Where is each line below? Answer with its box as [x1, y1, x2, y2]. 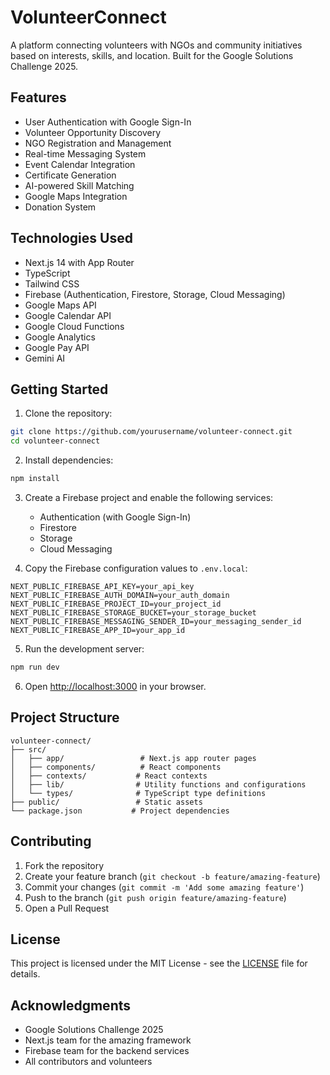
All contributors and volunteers [24, 1056, 153, 1068]
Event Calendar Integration [24, 158, 136, 170]
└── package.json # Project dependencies [10, 806, 230, 816]
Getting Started [10, 381, 109, 398]
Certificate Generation [24, 169, 117, 181]
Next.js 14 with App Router [24, 256, 135, 268]
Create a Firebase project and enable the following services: [24, 492, 274, 503]
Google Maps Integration [24, 190, 128, 202]
